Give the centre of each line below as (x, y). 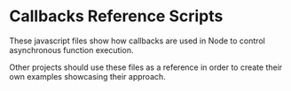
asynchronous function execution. (71, 49)
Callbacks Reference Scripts (116, 16)
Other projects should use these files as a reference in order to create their (146, 67)
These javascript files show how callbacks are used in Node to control (138, 41)
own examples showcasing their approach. (87, 76)
